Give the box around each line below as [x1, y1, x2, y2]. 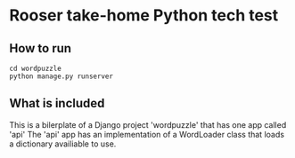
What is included [9, 96, 105, 111]
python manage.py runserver [9, 72, 114, 81]
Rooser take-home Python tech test [9, 5, 279, 26]
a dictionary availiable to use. [9, 138, 117, 149]
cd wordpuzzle [9, 64, 62, 73]
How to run [9, 41, 72, 56]
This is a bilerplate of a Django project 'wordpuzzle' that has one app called [9, 119, 287, 130]
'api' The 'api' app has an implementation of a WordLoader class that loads [9, 129, 285, 139]
